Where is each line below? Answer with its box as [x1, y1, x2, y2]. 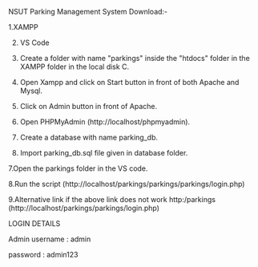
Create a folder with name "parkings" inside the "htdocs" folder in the [19, 54, 250, 63]
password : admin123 [8, 250, 79, 259]
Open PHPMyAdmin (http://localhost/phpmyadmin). [19, 117, 191, 127]
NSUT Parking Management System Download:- [8, 7, 168, 16]
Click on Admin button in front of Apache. [19, 102, 158, 111]
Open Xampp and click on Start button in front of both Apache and [19, 78, 240, 87]
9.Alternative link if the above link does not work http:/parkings [8, 195, 216, 204]
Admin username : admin [8, 234, 91, 244]
